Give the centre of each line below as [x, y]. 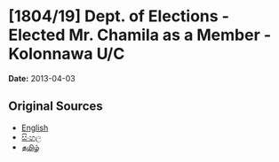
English [35, 127]
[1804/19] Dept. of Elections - [119, 16]
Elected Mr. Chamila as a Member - [140, 35]
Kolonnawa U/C [67, 54]
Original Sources [56, 107]
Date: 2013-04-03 [42, 78]
